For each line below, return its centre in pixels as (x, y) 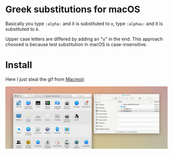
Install (19, 65)
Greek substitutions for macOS (73, 9)
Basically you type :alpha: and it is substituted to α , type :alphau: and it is (84, 24)
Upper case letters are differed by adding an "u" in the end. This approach (84, 39)
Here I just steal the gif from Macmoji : (45, 79)
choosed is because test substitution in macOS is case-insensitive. (76, 44)
